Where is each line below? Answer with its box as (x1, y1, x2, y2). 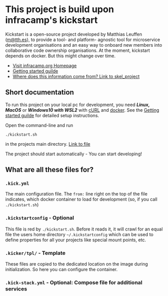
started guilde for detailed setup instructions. (5, 112, 100, 118)
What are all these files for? (5, 166, 94, 174)
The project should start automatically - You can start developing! (5, 151, 142, 157)
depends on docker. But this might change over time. (5, 52, 116, 59)
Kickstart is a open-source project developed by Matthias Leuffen (5, 31, 143, 37)
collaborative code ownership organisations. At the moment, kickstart (5, 47, 150, 53)
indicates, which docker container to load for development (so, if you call (5, 196, 158, 203)
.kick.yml (5, 181, 29, 186)
